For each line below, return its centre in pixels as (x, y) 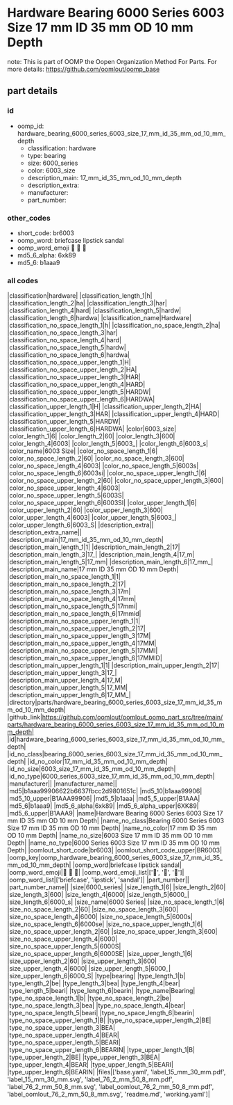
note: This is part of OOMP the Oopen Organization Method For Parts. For (112, 61)
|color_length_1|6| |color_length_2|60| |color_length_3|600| (91, 436)
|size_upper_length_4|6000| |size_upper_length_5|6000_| (89, 969)
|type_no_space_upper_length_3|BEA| (61, 1028)
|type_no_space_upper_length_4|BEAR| (63, 1035)
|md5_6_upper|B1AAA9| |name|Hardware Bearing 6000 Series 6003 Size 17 (115, 813)
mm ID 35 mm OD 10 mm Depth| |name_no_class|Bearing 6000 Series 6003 (115, 821)
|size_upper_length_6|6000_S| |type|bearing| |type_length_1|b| (96, 976)
